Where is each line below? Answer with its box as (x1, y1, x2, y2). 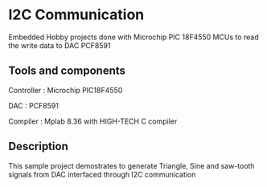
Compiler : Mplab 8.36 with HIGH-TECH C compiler (8, 116, 178, 126)
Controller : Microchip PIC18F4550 (8, 85, 123, 95)
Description (8, 140, 68, 153)
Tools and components (8, 64, 126, 78)
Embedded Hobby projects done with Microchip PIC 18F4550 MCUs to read (8, 32, 259, 42)
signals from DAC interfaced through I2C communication (8, 169, 196, 179)
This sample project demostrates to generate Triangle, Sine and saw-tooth (8, 161, 255, 170)
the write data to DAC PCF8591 (8, 40, 111, 50)
